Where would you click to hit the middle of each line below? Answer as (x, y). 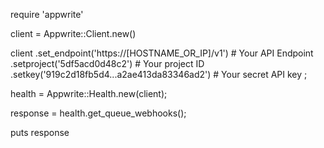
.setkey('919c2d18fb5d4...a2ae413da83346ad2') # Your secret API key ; (159, 74)
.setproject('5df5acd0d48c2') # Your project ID (107, 63)
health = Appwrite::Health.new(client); (89, 93)
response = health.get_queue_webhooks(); (98, 113)
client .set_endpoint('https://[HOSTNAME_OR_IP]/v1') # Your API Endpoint (162, 53)
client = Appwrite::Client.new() (73, 33)
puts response (40, 132)
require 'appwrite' (47, 14)
